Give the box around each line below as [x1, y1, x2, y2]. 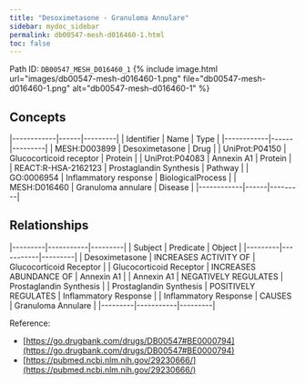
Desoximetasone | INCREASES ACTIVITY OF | [84, 251, 256, 262]
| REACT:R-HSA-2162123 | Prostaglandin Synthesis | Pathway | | [9, 163, 249, 174]
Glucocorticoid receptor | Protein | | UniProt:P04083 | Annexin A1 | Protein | [9, 153, 292, 164]
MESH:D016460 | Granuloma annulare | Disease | [9, 182, 194, 193]
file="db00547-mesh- [183, 74, 266, 85]
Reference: [9, 318, 51, 328]
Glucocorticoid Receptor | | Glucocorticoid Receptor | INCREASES [9, 261, 257, 272]
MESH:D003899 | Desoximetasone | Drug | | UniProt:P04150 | [54, 143, 287, 155]
